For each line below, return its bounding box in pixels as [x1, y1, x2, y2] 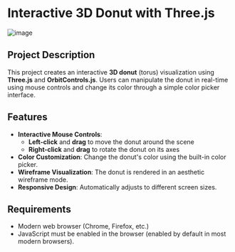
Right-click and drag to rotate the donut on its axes [28, 145, 180, 153]
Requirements [7, 203, 71, 215]
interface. [7, 90, 36, 99]
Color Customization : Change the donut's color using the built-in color [17, 153, 226, 161]
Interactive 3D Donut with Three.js [7, 5, 215, 21]
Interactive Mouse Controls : [17, 130, 103, 138]
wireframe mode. [17, 175, 68, 184]
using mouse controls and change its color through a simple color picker [7, 83, 220, 92]
